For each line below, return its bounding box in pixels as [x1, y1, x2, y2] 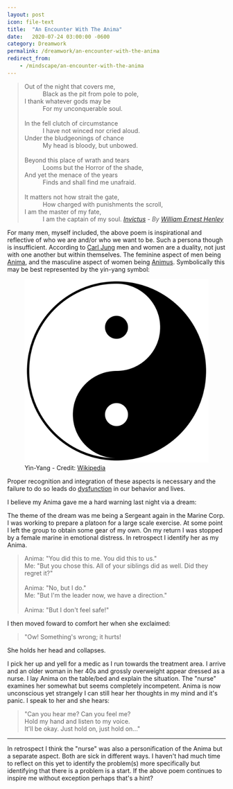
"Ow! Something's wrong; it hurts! [24, 632, 121, 641]
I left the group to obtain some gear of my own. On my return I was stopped [7, 526, 223, 534]
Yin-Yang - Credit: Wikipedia [24, 463, 106, 471]
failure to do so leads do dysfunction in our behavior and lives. [7, 484, 186, 492]
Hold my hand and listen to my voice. [24, 717, 130, 725]
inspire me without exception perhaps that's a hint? [7, 774, 154, 782]
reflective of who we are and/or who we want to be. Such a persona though [7, 236, 223, 244]
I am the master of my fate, [24, 207, 102, 216]
